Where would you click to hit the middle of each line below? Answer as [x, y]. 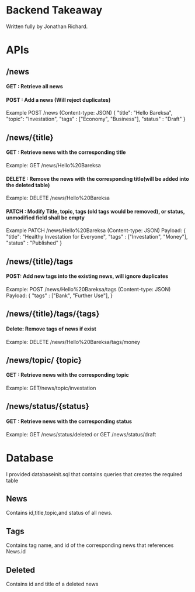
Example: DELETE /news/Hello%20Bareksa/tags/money [73, 342]
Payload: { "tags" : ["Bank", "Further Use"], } [59, 295]
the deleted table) [28, 185]
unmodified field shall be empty [46, 218]
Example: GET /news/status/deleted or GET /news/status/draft [81, 434]
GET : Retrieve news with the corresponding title [66, 152]
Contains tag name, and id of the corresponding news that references [90, 545]
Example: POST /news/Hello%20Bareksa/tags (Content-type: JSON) [88, 289]
